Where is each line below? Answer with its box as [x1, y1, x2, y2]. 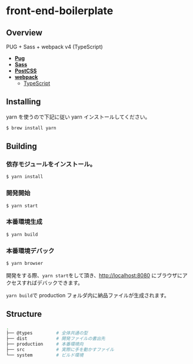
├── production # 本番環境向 [6, 341, 84, 347]
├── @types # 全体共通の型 [6, 330, 88, 336]
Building [6, 142, 37, 152]
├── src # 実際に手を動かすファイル [6, 347, 115, 353]
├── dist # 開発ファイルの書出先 [6, 336, 106, 342]
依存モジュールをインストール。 [6, 160, 96, 168]
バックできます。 [42, 279, 84, 286]
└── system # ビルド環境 [6, 352, 84, 358]
